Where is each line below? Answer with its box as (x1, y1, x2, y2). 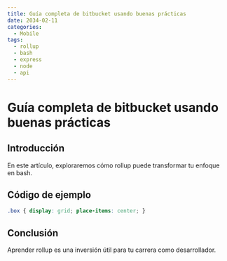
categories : (7, 23, 42, 30)
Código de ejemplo (7, 189, 91, 200)
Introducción (7, 142, 65, 155)
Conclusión (7, 227, 59, 239)
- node (13, 63, 33, 70)
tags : (7, 37, 23, 44)
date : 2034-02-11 (7, 17, 58, 24)
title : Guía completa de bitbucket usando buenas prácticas (7, 10, 187, 18)
